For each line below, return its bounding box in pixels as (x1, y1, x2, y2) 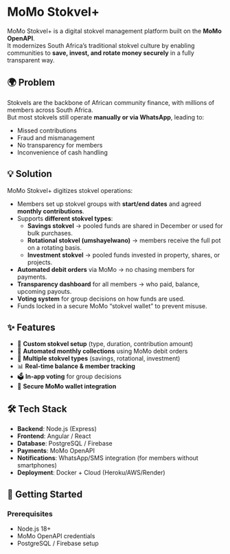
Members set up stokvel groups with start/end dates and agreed (16, 200, 201, 208)
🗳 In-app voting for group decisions (16, 372, 122, 381)
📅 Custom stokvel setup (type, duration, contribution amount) (16, 340, 194, 348)
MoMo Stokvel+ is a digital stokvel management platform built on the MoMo (7, 27, 222, 35)
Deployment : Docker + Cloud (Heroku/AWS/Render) (16, 468, 166, 477)
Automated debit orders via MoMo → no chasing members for (16, 265, 195, 273)
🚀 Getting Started (7, 488, 83, 500)
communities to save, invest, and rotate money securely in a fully (7, 49, 194, 57)
